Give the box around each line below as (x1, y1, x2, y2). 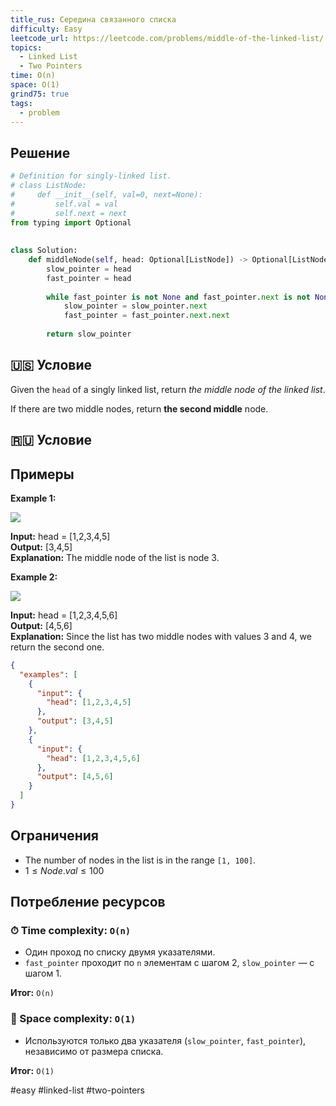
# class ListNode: (10, 181, 87, 191)
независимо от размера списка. (24, 1045, 164, 1057)
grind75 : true (10, 89, 70, 99)
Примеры (10, 466, 75, 483)
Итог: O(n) (10, 987, 55, 999)
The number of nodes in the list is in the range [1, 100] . (24, 854, 257, 866)
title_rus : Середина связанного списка (10, 14, 177, 25)
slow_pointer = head (46, 264, 132, 274)
